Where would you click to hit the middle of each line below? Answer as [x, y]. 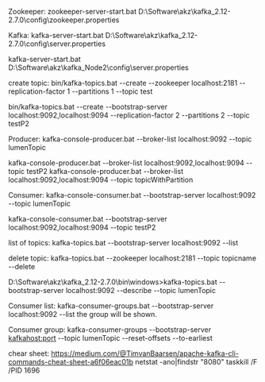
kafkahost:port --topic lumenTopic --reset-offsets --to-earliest [110, 338]
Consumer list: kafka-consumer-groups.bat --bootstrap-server [111, 306]
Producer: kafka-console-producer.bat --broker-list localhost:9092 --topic [130, 139]
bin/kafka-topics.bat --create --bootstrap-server [88, 107]
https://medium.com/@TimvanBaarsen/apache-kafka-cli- [145, 353]
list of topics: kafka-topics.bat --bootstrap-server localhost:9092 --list [123, 243]
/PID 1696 [24, 370]
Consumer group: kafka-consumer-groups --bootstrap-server [110, 330]
